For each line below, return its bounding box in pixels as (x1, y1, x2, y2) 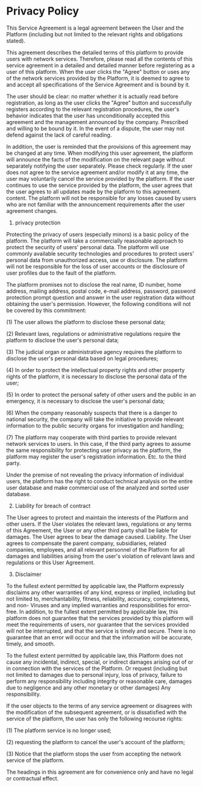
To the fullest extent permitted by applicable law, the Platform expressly (6, 582, 185, 589)
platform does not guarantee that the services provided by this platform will (6, 614, 194, 621)
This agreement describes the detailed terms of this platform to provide (6, 48, 184, 56)
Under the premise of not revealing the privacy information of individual (6, 471, 184, 478)
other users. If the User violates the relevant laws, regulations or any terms (6, 520, 192, 527)
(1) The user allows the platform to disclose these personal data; (6, 318, 166, 325)
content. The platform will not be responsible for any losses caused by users (6, 194, 197, 201)
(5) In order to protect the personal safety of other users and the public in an (6, 391, 196, 398)
